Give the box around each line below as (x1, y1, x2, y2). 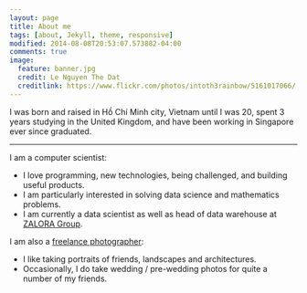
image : (9, 56, 35, 65)
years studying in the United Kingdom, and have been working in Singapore (9, 116, 294, 127)
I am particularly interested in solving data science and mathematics (22, 189, 281, 200)
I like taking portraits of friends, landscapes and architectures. (22, 253, 258, 265)
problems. (22, 198, 61, 210)
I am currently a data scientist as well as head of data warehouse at (22, 208, 277, 219)
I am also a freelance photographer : (9, 235, 144, 246)
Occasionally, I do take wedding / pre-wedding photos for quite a (22, 263, 268, 274)
